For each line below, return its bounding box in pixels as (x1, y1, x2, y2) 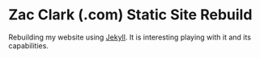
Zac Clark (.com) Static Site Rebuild (8, 6, 253, 24)
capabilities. (8, 40, 49, 50)
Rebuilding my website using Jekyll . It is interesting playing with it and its (8, 32, 251, 42)
